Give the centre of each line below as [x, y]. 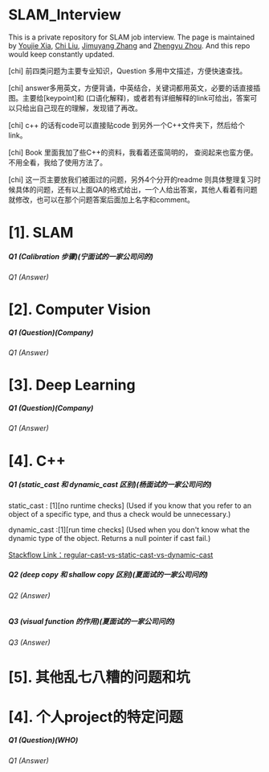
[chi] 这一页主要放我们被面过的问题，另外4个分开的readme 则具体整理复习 [131, 180]
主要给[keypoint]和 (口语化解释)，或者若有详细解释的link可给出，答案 [136, 97]
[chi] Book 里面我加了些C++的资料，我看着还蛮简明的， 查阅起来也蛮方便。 [133, 152]
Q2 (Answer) [29, 595]
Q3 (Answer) [29, 642]
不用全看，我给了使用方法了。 [57, 162]
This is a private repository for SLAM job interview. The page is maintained [132, 37]
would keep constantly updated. [61, 54]
